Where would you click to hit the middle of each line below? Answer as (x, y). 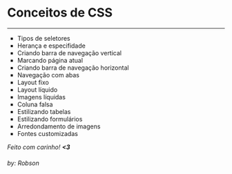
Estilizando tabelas (44, 111)
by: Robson (23, 163)
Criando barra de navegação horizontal (73, 68)
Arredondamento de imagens (59, 126)
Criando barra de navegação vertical (69, 52)
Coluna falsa (35, 104)
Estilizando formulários (50, 119)
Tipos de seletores (43, 38)
